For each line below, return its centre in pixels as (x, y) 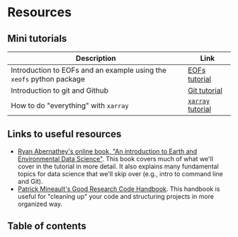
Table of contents (47, 226)
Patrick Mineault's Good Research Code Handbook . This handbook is (119, 189)
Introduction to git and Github (59, 91)
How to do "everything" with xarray (70, 105)
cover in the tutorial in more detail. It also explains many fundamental (118, 166)
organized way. (40, 204)
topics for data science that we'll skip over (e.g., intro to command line (120, 173)
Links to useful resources (64, 134)
